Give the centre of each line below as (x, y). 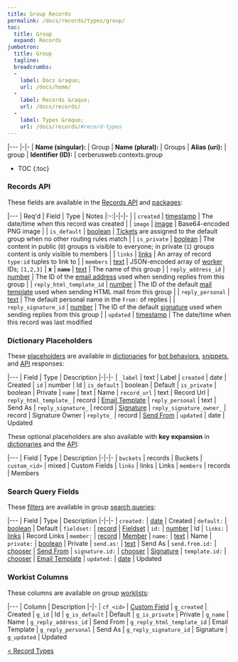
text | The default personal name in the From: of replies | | (91, 299)
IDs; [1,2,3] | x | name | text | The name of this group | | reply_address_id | (116, 269)
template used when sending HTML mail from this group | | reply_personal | (119, 291)
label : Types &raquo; (52, 120)
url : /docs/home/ (46, 87)
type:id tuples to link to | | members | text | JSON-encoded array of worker (115, 262)
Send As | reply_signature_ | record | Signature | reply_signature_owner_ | (117, 408)
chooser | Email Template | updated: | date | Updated (85, 559)
